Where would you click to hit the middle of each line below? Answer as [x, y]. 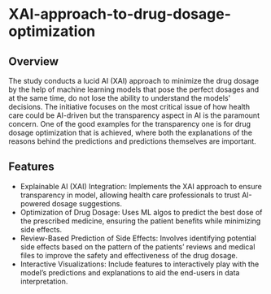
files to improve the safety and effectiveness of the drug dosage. [129, 255]
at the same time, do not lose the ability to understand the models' [120, 98]
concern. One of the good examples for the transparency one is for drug [129, 124]
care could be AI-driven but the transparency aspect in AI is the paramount [134, 115]
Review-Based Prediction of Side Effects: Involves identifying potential [138, 238]
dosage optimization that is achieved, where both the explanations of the [131, 132]
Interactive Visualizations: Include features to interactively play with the [140, 264]
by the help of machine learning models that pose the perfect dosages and [134, 89]
